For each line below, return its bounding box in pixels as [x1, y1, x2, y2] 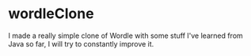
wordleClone [8, 5, 94, 23]
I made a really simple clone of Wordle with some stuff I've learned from [8, 31, 243, 40]
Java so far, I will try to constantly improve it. [8, 39, 154, 48]
